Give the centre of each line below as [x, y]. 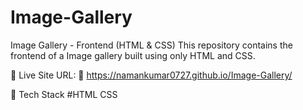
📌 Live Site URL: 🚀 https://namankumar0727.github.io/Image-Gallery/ [151, 75]
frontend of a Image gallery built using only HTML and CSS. [133, 55]
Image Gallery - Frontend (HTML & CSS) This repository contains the [151, 45]
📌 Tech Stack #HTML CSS [64, 94]
